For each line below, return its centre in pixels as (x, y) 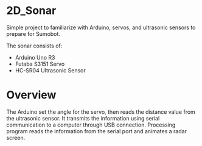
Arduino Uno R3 (35, 57)
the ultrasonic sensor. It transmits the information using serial (83, 118)
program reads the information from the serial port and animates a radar (97, 131)
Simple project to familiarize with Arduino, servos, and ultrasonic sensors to (101, 27)
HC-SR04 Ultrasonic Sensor (50, 70)
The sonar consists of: (34, 46)
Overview (31, 95)
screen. (16, 137)
